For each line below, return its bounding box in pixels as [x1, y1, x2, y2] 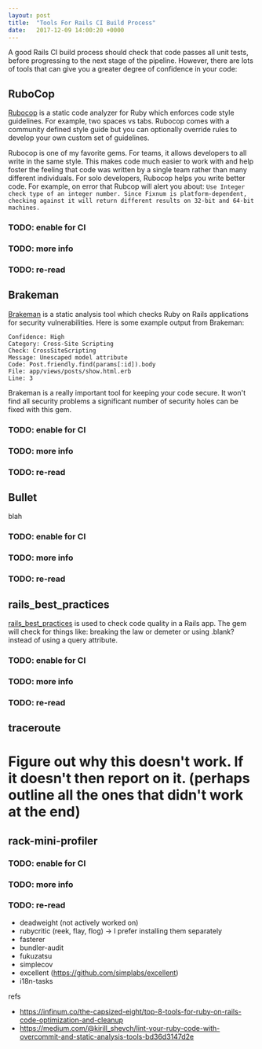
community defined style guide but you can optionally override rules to [8, 125, 238, 134]
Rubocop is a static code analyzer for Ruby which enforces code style [8, 108, 235, 118]
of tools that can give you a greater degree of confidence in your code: [8, 64, 238, 74]
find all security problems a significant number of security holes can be [8, 396, 239, 406]
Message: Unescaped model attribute [8, 353, 128, 362]
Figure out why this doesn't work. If [8, 753, 244, 771]
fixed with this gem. [8, 404, 72, 414]
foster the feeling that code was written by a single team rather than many [8, 165, 247, 175]
